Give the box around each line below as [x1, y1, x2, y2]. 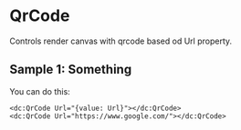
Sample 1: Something [9, 62, 132, 77]
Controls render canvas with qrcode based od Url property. [9, 35, 233, 46]
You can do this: [9, 85, 70, 96]
